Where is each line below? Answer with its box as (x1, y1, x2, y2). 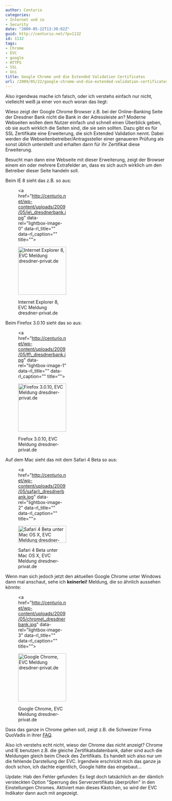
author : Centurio (5, 7, 42, 13)
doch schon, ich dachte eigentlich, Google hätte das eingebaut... (5, 764, 142, 770)
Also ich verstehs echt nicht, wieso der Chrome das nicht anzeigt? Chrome (5, 742, 163, 748)
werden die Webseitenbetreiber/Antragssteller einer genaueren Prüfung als (5, 135, 164, 142)
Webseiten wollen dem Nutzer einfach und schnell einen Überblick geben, (5, 119, 162, 126)
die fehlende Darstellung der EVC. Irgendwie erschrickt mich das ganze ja (5, 758, 161, 764)
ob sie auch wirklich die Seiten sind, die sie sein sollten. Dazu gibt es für (5, 125, 158, 131)
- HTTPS (5, 60, 22, 65)
